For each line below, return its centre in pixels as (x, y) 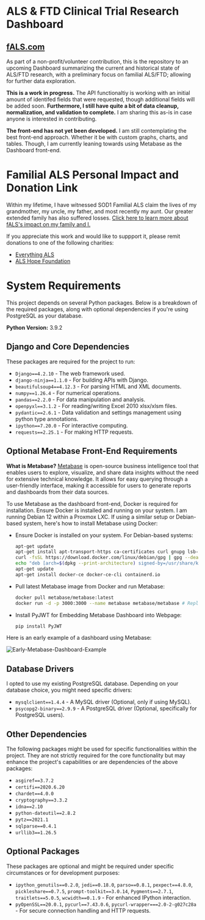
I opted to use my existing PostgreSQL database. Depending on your (92, 684)
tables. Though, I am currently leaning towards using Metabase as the (94, 144)
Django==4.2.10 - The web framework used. (70, 373)
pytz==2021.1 (32, 820)
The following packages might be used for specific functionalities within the (102, 749)
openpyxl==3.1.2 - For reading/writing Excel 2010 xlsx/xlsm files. (96, 406)
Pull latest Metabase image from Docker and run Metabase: (90, 586)
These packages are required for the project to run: (71, 362)
